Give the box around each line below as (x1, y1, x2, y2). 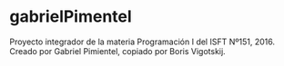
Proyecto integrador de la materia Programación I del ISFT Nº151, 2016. (9, 36, 276, 47)
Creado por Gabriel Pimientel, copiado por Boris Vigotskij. (9, 45, 226, 56)
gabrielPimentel (9, 6, 132, 27)
